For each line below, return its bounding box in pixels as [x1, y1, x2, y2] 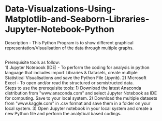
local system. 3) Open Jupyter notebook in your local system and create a [5, 105, 152, 111]
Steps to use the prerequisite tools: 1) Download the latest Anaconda [5, 85, 142, 91]
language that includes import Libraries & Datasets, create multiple [5, 69, 138, 75]
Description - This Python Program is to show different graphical [5, 40, 134, 45]
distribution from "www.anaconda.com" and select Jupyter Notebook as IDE [5, 90, 157, 96]
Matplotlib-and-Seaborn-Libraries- [5, 13, 150, 25]
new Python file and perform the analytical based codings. [5, 110, 122, 116]
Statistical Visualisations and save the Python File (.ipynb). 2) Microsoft [5, 75, 147, 81]
